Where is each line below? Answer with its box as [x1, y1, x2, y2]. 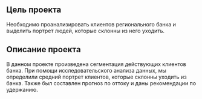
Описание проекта [6, 44, 81, 55]
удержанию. [6, 86, 38, 93]
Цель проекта [6, 5, 62, 15]
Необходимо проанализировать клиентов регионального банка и [6, 20, 177, 28]
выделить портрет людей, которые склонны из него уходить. [6, 27, 165, 34]
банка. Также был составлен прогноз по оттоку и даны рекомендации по [6, 79, 197, 86]
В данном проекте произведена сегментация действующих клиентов [6, 60, 186, 68]
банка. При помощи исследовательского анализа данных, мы [6, 67, 166, 74]
